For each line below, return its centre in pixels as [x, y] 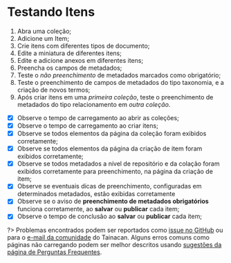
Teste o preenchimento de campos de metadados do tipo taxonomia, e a [121, 82]
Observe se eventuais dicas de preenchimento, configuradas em [109, 186]
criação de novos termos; [54, 90]
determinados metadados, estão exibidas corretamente [96, 194]
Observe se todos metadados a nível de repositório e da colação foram [118, 164]
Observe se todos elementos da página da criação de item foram [110, 148]
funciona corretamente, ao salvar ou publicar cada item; [98, 209]
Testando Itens [51, 12]
